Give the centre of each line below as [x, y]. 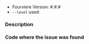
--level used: [26, 12]
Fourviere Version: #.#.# [36, 7]
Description [19, 24]
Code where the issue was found [44, 37]
